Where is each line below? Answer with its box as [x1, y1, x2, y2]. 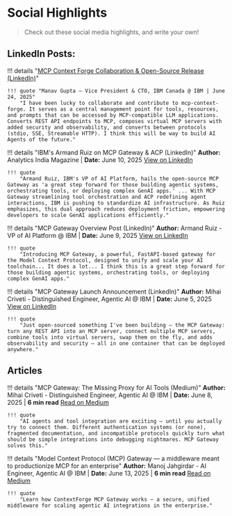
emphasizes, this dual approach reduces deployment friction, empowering [7, 205, 226, 213]
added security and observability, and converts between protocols [7, 124, 207, 131]
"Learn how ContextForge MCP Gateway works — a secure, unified [19, 496, 210, 503]
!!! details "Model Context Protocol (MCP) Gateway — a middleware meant [7, 454, 220, 462]
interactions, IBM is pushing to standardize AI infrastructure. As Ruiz [7, 200, 226, 207]
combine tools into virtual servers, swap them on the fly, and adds [7, 334, 213, 341]
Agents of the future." [7, 136, 76, 143]
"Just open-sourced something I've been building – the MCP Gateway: [19, 321, 226, 328]
